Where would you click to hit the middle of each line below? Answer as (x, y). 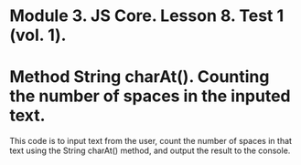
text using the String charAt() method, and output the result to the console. (150, 150)
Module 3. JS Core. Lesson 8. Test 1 (147, 16)
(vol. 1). (38, 35)
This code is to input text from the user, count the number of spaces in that (151, 141)
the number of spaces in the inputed (150, 96)
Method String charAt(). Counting (140, 77)
